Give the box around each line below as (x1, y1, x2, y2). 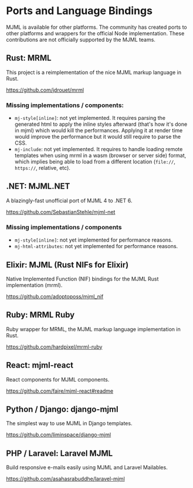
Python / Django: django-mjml (6, 404, 118, 414)
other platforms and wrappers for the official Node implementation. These (6, 29, 185, 36)
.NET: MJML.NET (6, 181, 70, 192)
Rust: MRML (6, 53, 52, 63)
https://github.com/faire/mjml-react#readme (6, 387, 113, 395)
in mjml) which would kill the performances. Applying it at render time (14, 127, 183, 134)
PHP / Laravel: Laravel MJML (6, 448, 113, 458)
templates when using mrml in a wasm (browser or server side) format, (14, 152, 187, 159)
